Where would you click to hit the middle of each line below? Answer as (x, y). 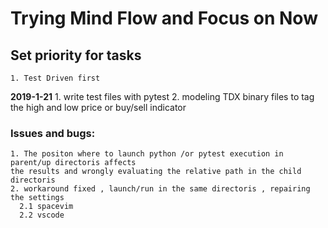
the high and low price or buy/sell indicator (98, 107)
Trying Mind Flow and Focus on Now (164, 18)
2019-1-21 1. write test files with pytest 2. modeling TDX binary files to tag (162, 96)
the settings (37, 198)
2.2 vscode (42, 215)
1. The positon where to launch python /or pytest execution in (147, 154)
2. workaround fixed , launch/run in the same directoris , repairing (160, 189)
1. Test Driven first (55, 78)
